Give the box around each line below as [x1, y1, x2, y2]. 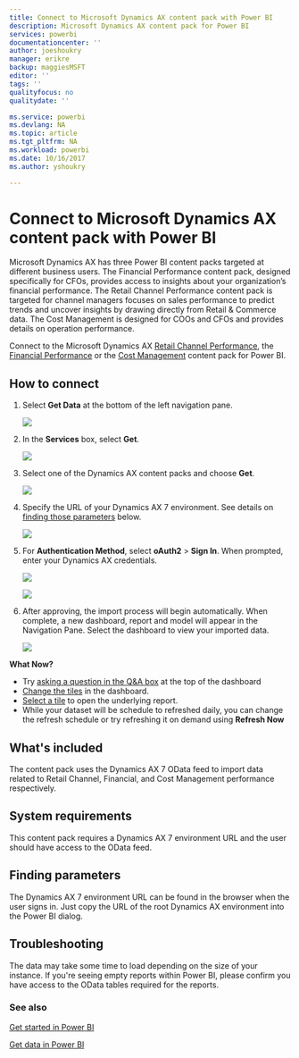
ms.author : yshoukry [9, 162, 87, 171]
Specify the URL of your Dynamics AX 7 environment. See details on [21, 502, 274, 513]
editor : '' [9, 71, 50, 80]
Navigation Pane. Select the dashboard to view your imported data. [21, 625, 270, 635]
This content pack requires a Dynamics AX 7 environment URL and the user [9, 832, 287, 843]
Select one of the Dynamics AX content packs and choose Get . [21, 468, 255, 479]
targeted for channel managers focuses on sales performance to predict [9, 295, 275, 306]
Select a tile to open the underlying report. [21, 695, 179, 706]
